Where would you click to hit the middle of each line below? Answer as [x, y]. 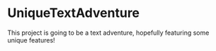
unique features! [31, 40]
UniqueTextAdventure [74, 13]
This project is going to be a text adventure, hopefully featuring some [108, 33]
